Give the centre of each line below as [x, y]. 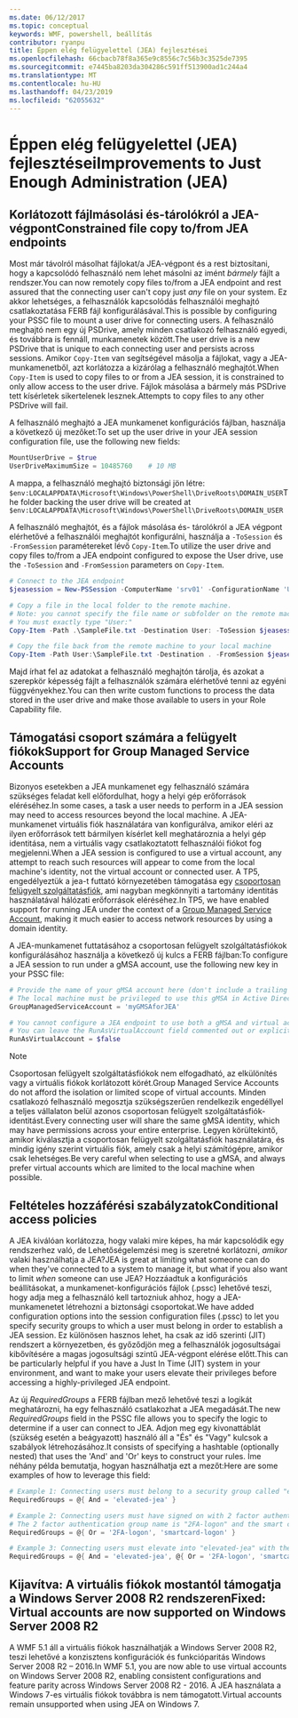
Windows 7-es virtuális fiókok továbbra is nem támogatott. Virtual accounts [145, 1694]
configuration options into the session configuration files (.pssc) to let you [144, 1316]
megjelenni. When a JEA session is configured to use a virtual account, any [145, 852]
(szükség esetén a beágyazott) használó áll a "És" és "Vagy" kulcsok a [139, 1437]
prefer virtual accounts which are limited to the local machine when [132, 1168]
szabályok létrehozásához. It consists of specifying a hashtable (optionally [144, 1447]
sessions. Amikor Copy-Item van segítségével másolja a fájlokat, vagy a [138, 358]
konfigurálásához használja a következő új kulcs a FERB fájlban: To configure [149, 955]
